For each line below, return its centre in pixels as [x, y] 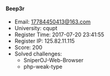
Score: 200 [28, 48]
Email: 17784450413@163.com [53, 22]
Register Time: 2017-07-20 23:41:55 [59, 35]
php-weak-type [43, 67]
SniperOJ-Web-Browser [53, 60]
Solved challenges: [38, 54]
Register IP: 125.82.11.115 [44, 41]
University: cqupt [36, 28]
